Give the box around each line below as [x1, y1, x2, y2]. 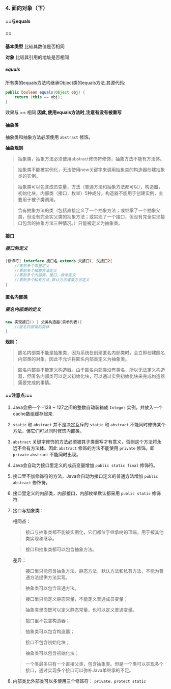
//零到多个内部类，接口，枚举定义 [14, 272, 76, 278]
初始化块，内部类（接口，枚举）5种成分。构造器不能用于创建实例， [17, 190, 159, 197]
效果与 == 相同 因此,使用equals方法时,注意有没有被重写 [5, 109, 122, 116]
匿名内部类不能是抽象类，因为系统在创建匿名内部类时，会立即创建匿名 [17, 350, 165, 356]
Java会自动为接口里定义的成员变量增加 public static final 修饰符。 [12, 462, 158, 468]
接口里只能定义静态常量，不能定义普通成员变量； [25, 596, 128, 602]
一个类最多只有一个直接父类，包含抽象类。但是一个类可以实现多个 [25, 661, 164, 667]
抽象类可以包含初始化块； [25, 650, 79, 656]
